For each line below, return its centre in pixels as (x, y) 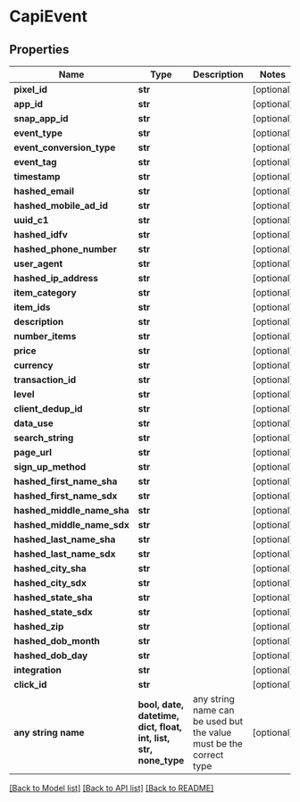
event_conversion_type (65, 147)
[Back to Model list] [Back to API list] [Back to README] (112, 788)
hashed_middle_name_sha (71, 510)
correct (208, 755)
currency (33, 365)
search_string (44, 438)
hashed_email (44, 191)
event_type (38, 133)
